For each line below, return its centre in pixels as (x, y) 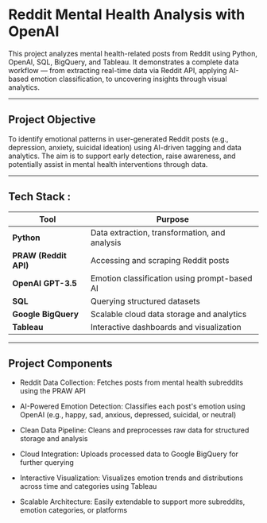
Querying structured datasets (145, 301)
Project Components (60, 363)
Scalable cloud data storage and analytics (168, 314)
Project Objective (52, 120)
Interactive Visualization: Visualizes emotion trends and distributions (132, 478)
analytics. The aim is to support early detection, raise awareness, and (122, 156)
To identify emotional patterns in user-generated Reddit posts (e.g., (118, 139)
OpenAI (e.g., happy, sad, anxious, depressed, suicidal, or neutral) (128, 415)
